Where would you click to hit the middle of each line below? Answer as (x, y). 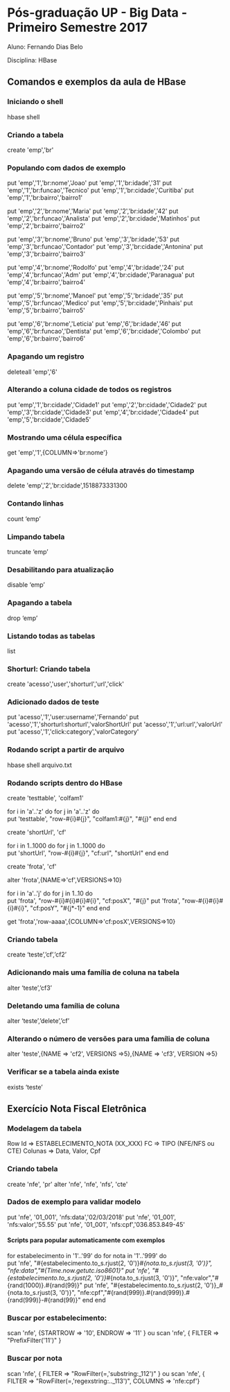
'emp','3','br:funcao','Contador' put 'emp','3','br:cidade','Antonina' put (105, 247)
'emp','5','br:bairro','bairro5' (46, 311)
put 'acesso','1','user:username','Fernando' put (73, 717)
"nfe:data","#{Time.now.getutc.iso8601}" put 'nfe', (79, 1271)
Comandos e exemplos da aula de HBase (97, 82)
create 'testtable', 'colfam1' (46, 798)
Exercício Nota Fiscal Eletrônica (77, 1109)
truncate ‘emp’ (28, 552)
